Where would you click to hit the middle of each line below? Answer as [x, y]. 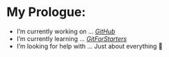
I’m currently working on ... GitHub [66, 31]
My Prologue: [46, 12]
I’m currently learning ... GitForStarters [72, 38]
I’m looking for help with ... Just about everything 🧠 [89, 46]
